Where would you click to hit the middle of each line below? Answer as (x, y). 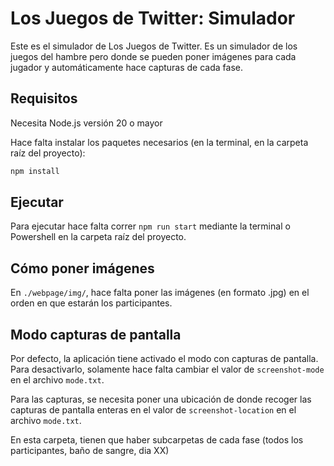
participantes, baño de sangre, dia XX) (90, 451)
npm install (35, 171)
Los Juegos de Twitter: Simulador (153, 18)
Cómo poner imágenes (82, 268)
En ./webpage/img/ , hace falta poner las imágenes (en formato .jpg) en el (160, 293)
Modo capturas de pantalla (96, 334)
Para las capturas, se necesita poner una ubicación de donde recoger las (161, 399)
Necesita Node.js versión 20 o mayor (86, 123)
